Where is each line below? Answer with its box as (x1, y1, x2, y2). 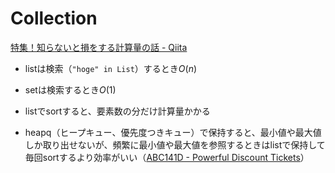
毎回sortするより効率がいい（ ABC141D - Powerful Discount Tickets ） (24, 151, 310, 163)
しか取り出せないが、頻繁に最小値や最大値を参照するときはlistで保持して (24, 138, 326, 151)
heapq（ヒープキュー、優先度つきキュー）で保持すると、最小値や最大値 (24, 126, 322, 138)
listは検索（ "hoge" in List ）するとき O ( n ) (24, 62, 198, 74)
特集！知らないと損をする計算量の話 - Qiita (10, 41, 188, 53)
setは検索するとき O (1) (24, 83, 117, 96)
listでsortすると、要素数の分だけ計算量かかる (24, 105, 211, 117)
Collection (10, 7, 98, 30)
